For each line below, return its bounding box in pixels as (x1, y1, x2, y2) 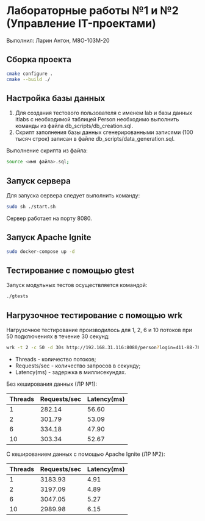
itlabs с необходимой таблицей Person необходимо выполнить (15, 116, 179, 123)
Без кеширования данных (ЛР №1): (6, 380, 98, 388)
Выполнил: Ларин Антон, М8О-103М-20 (6, 37, 110, 44)
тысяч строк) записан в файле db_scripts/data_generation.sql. (15, 135, 175, 143)
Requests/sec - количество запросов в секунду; (15, 362, 141, 369)
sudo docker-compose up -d (6, 248, 75, 255)
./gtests (6, 293, 29, 299)
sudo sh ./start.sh (6, 204, 56, 210)
